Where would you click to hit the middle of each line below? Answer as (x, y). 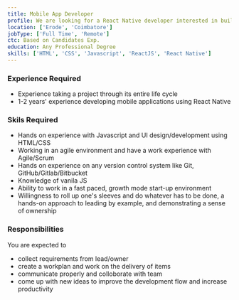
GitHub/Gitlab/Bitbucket (52, 173)
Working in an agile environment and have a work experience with (115, 151)
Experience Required (44, 78)
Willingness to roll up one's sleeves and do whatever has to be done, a (121, 195)
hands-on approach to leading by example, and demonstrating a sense (122, 203)
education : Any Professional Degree (62, 47)
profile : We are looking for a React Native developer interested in (113, 21)
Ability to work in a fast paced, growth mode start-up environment (115, 188)
